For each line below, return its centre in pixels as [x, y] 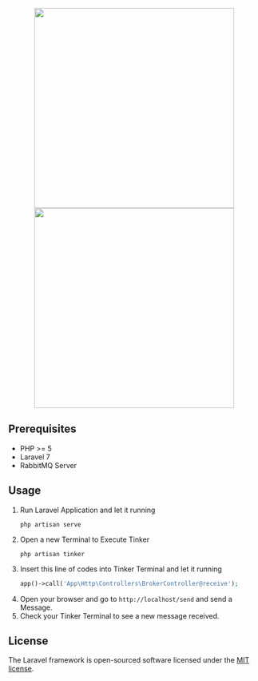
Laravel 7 [35, 457]
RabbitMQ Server [48, 465]
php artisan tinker [52, 554]
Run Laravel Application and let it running [87, 510]
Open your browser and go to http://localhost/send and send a [126, 599]
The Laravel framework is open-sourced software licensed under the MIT [129, 660]
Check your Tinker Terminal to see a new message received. [119, 615]
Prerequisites [42, 429]
